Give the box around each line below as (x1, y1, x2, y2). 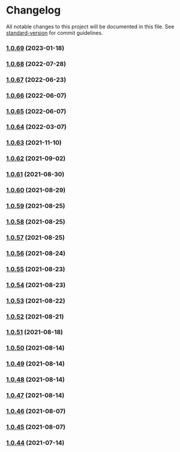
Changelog (6, 4, 61, 17)
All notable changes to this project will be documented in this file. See (6, 23, 175, 30)
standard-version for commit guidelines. (6, 29, 103, 36)
